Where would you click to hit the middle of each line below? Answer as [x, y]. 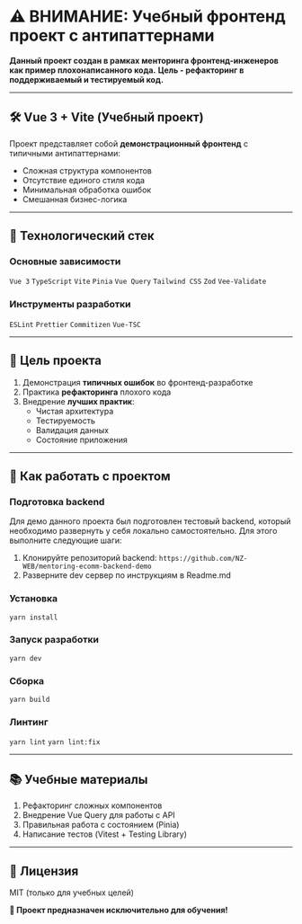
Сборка [27, 680]
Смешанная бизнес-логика [75, 199]
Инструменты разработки [70, 305]
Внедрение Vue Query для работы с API [98, 815]
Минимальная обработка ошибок [87, 190]
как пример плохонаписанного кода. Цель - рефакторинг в [127, 70]
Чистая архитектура [75, 411]
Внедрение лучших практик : [78, 401]
